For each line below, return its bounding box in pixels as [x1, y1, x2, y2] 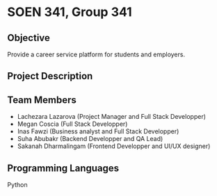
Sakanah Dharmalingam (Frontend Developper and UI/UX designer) [17, 142, 211, 150]
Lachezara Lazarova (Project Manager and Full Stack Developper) [17, 113, 207, 121]
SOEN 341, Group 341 [7, 4, 132, 20]
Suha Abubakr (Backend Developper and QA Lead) [17, 135, 163, 143]
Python [7, 181, 28, 189]
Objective [7, 32, 51, 44]
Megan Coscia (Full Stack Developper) [17, 120, 128, 129]
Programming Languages [7, 162, 120, 174]
